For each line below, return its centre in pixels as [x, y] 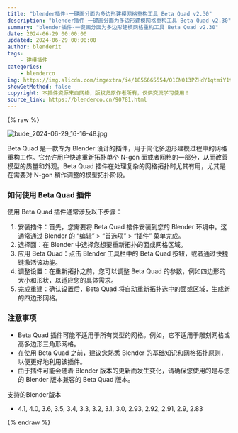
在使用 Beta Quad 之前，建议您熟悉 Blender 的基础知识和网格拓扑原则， [122, 353]
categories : [25, 67]
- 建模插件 [34, 60]
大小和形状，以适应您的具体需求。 [67, 280]
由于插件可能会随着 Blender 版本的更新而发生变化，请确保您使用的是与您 [124, 371]
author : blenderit [34, 47]
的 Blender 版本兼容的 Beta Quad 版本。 [76, 379]
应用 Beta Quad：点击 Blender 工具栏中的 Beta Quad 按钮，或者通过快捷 [123, 253]
